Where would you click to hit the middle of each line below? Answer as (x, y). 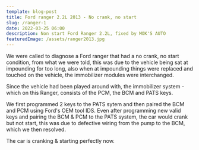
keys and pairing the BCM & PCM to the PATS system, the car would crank (97, 117)
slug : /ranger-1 (26, 23)
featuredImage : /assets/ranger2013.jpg (56, 39)
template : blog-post (32, 12)
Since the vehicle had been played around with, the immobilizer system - (95, 86)
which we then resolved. (36, 129)
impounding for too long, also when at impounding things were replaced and (99, 68)
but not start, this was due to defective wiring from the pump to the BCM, (96, 123)
